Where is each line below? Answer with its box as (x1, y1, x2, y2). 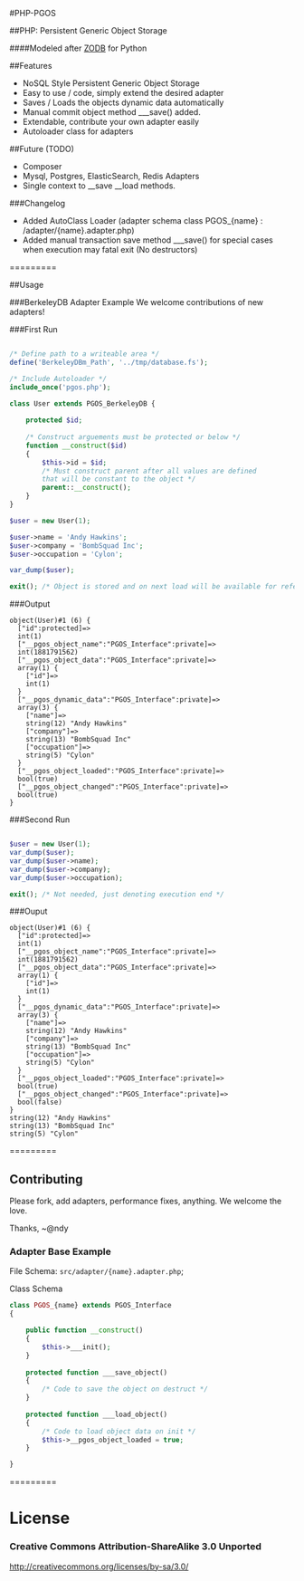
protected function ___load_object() (25, 1410, 168, 1419)
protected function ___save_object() (25, 1367, 168, 1377)
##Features (9, 61, 52, 71)
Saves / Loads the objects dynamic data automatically (22, 97, 224, 108)
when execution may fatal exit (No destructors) (22, 244, 198, 254)
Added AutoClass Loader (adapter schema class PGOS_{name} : (22, 216, 263, 225)
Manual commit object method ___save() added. (22, 107, 201, 117)
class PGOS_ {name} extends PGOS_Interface (9, 1301, 172, 1310)
